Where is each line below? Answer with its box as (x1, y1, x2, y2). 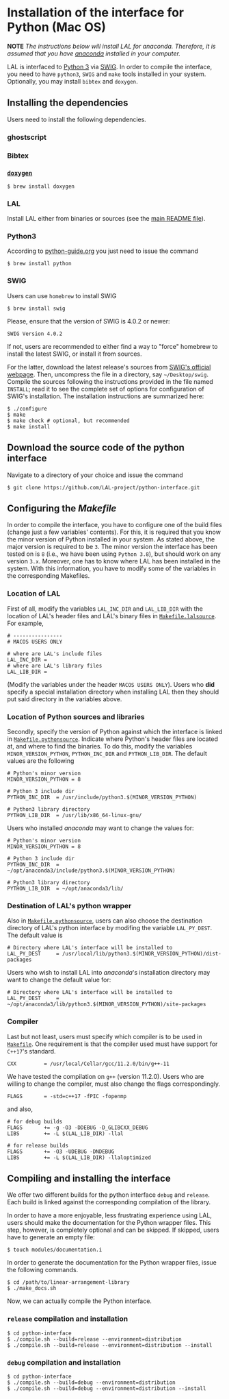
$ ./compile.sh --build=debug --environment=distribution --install (7, 1385, 206, 1392)
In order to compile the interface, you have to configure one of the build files (7, 521, 222, 529)
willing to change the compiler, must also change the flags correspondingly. (7, 1080, 221, 1088)
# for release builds (7, 1142, 69, 1149)
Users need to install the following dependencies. (7, 115, 147, 123)
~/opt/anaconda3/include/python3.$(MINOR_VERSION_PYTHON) (7, 867, 176, 874)
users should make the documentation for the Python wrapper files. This (7, 1219, 211, 1227)
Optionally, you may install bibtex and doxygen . (7, 77, 138, 85)
